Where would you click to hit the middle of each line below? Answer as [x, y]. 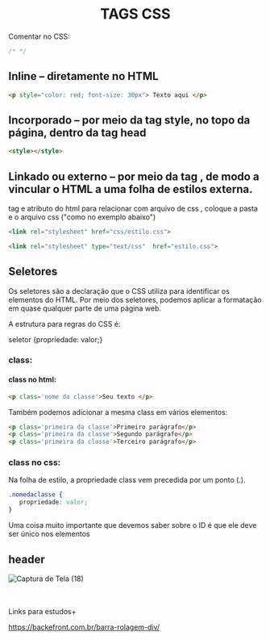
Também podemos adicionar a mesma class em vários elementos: [118, 412]
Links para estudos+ [42, 611]
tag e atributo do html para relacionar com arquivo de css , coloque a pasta [133, 208]
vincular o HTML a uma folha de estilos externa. [131, 189]
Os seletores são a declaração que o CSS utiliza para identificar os [119, 291]
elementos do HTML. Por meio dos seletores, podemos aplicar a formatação [135, 299]
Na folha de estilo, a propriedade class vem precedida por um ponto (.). [127, 480]
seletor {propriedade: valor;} [56, 339]
